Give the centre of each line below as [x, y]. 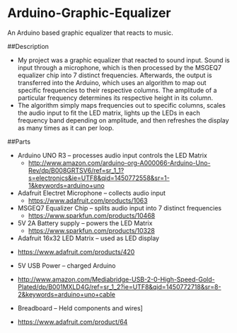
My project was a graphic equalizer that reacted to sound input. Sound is [123, 60]
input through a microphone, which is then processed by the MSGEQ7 [119, 67]
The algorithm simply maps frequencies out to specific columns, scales [122, 105]
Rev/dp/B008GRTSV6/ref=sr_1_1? [76, 170]
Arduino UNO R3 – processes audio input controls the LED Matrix [112, 155]
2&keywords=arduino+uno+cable [66, 294]
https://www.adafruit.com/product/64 [73, 322]
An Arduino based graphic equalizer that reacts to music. [90, 33]
